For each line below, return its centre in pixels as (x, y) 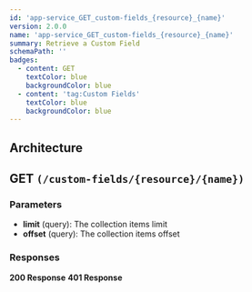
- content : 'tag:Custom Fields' (79, 94)
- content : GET (46, 69)
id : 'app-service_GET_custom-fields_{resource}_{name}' (117, 18)
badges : (24, 60)
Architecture (46, 148)
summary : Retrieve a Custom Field (75, 43)
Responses (35, 257)
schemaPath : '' (38, 52)
